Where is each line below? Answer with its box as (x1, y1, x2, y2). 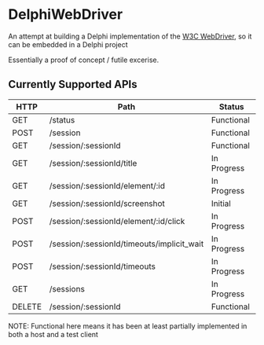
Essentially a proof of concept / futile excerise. (8, 55, 159, 64)
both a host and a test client (8, 329, 98, 339)
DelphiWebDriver (8, 6, 123, 24)
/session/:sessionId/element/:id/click (49, 215, 185, 226)
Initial (211, 198, 232, 209)
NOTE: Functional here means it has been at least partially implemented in (8, 321, 247, 331)
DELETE (12, 301, 42, 312)
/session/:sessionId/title (49, 157, 137, 168)
